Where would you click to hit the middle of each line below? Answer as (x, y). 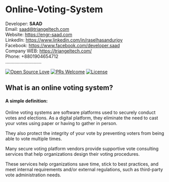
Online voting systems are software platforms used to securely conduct (80, 112)
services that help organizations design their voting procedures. (73, 154)
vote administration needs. (33, 175)
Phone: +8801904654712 (32, 56)
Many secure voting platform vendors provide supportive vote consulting (82, 148)
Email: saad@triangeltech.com (37, 29)
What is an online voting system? (59, 88)
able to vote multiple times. (34, 138)
